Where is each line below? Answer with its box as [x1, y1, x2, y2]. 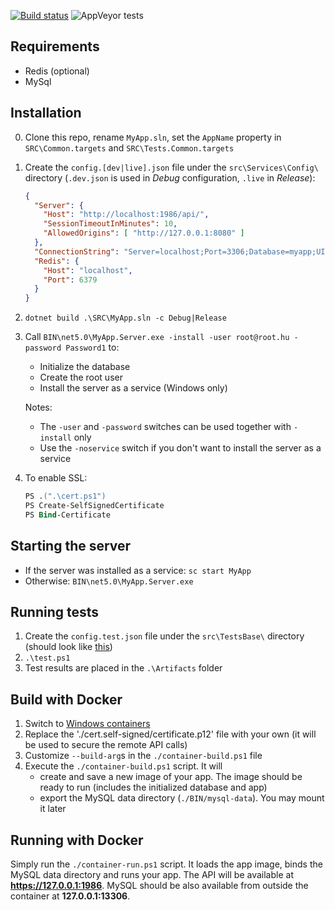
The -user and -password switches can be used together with [39, 421, 292, 433]
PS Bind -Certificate [24, 510, 111, 520]
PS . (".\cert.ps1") [24, 491, 107, 502]
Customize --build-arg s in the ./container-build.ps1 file [24, 750, 263, 762]
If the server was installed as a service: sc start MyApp [24, 564, 252, 576]
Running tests [10, 603, 100, 620]
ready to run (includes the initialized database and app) [39, 781, 268, 794]
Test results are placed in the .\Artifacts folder [24, 662, 223, 674]
